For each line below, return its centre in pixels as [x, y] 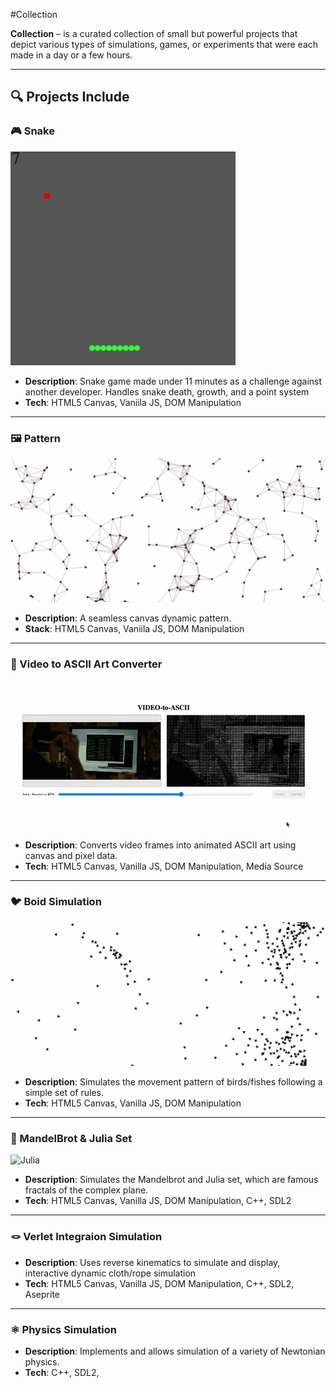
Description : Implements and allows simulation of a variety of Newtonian [175, 1351]
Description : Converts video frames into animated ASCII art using [160, 845]
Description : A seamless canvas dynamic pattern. [128, 618]
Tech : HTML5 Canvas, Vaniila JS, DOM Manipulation [133, 402]
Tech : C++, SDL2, [62, 1373]
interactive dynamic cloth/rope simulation [110, 1273]
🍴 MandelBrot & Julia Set [71, 1139]
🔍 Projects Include [70, 97]
